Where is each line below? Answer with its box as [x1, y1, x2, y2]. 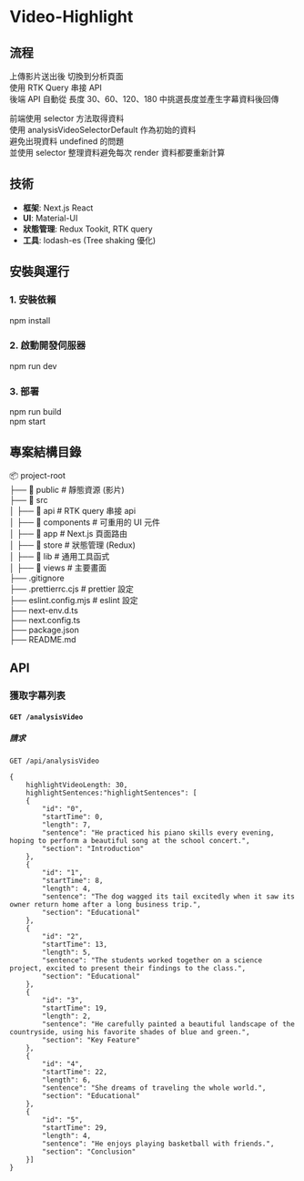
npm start [9, 416, 46, 427]
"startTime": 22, [42, 1067, 107, 1076]
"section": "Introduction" [42, 844, 145, 853]
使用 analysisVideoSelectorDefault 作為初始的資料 [9, 125, 197, 135]
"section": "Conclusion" [42, 1146, 137, 1156]
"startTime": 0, [42, 812, 104, 821]
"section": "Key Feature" [42, 1035, 141, 1044]
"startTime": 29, [42, 1123, 107, 1132]
